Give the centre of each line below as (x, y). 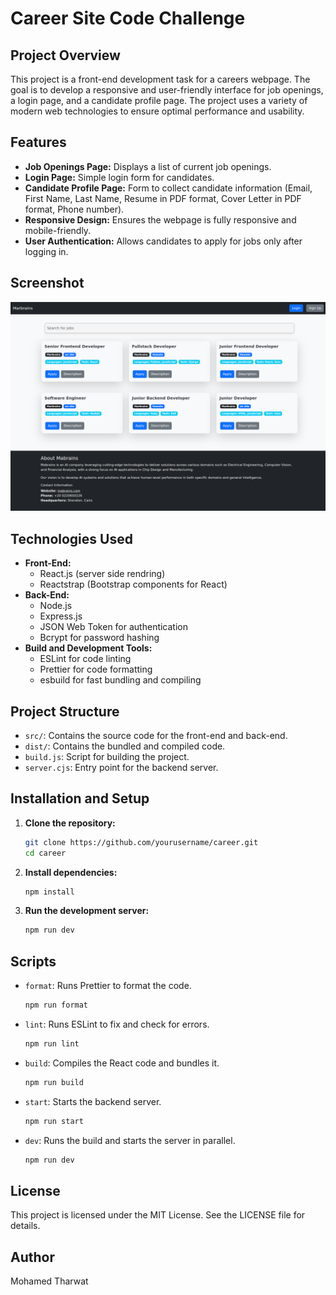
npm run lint (52, 1043)
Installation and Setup (80, 798)
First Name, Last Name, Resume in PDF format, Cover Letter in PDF (163, 198)
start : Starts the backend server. (93, 1101)
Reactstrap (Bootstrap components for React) (133, 584)
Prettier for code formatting (96, 669)
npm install (49, 892)
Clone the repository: (70, 823)
